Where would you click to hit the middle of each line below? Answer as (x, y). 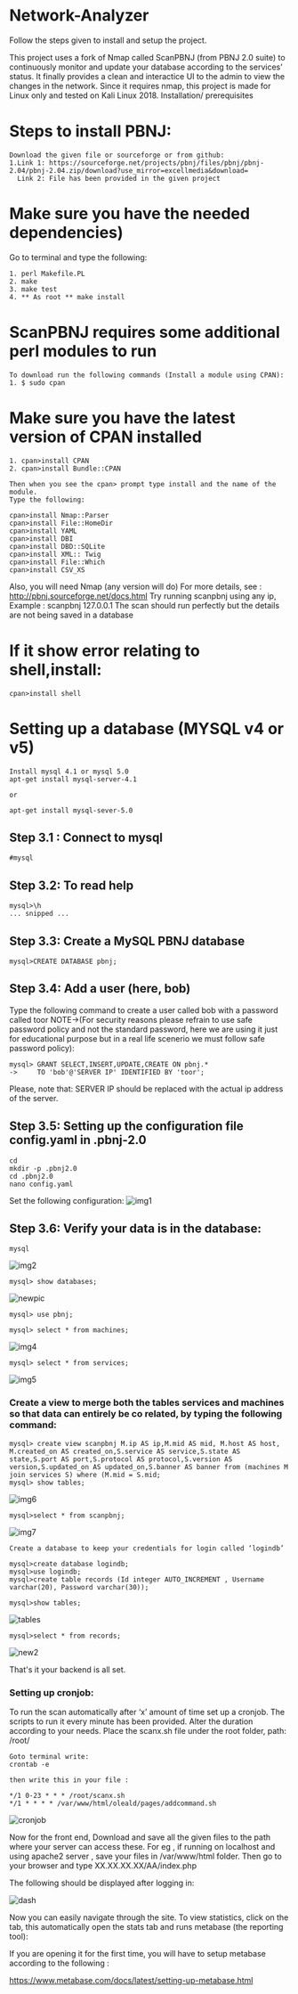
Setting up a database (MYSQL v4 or (147, 728)
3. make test (33, 289)
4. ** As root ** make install (67, 297)
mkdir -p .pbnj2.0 (43, 1168)
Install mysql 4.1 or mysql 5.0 (69, 772)
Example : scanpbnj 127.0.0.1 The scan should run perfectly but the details (145, 605)
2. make (24, 282)
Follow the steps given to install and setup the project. (108, 40)
